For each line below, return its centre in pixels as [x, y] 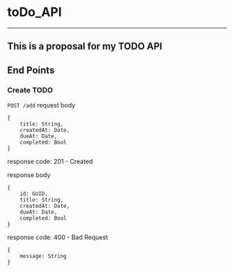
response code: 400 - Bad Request [57, 237]
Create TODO [30, 90]
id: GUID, [34, 194]
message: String [44, 256]
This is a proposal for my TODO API [85, 46]
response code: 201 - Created [50, 162]
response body [29, 175]
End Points [31, 70]
